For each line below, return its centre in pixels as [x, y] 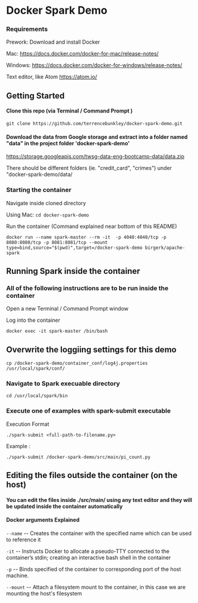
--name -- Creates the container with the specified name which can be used [99, 533]
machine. [18, 575]
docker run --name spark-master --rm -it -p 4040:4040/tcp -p [86, 237]
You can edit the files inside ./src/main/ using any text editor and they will [99, 500]
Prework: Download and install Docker [53, 42]
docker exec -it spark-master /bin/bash [57, 331]
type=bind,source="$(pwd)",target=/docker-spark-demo [75, 248]
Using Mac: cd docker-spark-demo [48, 214]
